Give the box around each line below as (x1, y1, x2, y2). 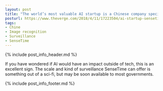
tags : (5, 20, 16, 26)
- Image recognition (5, 29, 47, 34)
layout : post (5, 7, 32, 12)
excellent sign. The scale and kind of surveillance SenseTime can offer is (5, 66, 151, 72)
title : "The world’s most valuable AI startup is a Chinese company (5, 12, 147, 16)
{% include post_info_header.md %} (5, 52, 78, 57)
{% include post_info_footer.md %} (5, 80, 75, 86)
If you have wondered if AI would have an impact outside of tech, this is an (5, 61, 154, 66)
